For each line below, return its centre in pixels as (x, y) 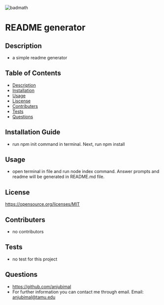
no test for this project (35, 259)
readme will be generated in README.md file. (58, 177)
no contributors (28, 232)
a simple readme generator (40, 58)
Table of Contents (33, 73)
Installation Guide (33, 132)
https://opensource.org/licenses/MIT (42, 204)
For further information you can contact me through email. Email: (78, 292)
